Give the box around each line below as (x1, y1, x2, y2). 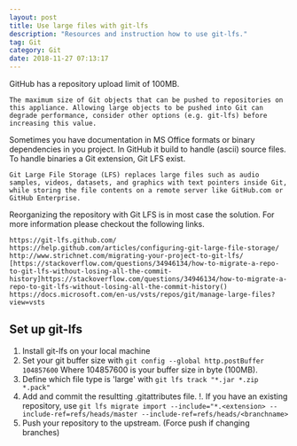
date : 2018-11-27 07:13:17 (9, 54, 109, 63)
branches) (21, 426, 60, 437)
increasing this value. (9, 119, 98, 128)
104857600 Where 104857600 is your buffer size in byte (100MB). (21, 364, 259, 375)
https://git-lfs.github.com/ (9, 236, 117, 245)
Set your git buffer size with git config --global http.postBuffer (21, 355, 264, 365)
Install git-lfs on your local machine (21, 345, 151, 356)
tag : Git (9, 37, 42, 47)
